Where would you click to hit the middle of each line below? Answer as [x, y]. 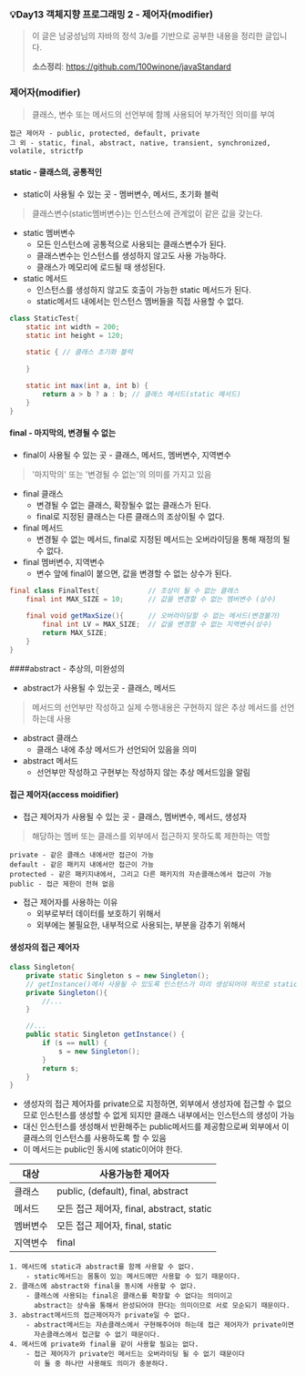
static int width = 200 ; [73, 327]
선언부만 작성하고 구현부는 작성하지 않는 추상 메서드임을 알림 [143, 772]
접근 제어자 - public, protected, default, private [105, 133]
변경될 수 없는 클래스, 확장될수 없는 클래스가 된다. [123, 505]
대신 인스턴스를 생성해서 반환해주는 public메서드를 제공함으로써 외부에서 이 [156, 1126]
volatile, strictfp [46, 151]
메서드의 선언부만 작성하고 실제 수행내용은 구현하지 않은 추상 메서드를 [154, 707]
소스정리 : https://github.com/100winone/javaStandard [132, 67]
